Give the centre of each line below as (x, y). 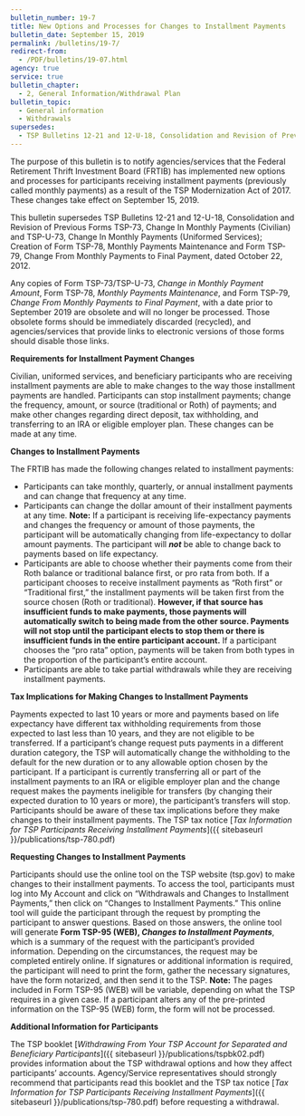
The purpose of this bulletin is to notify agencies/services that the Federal (148, 161)
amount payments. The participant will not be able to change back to (152, 544)
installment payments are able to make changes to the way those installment (153, 385)
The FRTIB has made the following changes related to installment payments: (152, 468)
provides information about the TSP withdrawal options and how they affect (151, 1063)
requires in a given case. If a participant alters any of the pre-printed (138, 999)
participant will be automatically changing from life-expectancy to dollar (157, 534)
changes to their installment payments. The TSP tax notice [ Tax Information (151, 820)
